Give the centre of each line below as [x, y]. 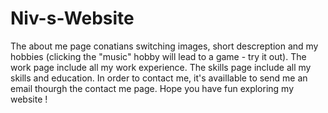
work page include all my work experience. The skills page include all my [161, 67]
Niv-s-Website [72, 18]
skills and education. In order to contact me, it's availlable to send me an [159, 78]
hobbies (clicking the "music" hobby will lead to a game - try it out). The [158, 56]
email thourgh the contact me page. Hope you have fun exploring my [152, 88]
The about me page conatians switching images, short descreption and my [164, 46]
